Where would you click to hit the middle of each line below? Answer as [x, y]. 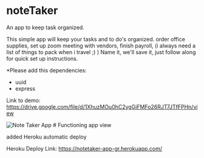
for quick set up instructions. [42, 58]
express [25, 88]
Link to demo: [23, 100]
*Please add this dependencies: [46, 70]
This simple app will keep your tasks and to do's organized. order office [96, 39]
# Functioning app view [82, 125]
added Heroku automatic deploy [46, 137]
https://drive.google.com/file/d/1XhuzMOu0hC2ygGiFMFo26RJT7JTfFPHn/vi [102, 106]
